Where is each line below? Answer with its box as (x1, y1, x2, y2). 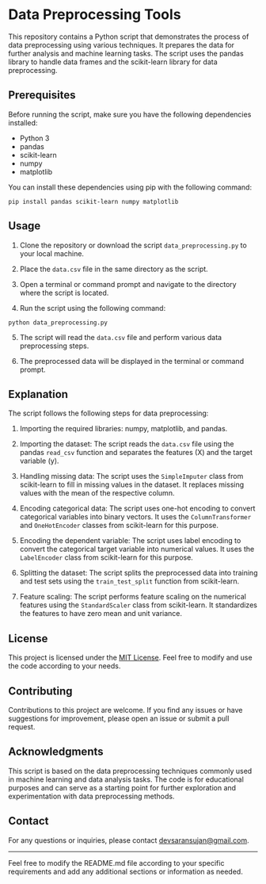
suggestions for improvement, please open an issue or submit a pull (8, 714, 230, 723)
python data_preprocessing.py (8, 319, 108, 327)
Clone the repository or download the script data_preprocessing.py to (19, 240, 247, 250)
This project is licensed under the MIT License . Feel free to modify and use (8, 652, 253, 663)
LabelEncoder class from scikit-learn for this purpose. (19, 553, 194, 562)
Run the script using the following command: (19, 303, 166, 312)
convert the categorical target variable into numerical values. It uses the (19, 545, 255, 554)
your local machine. (19, 248, 85, 258)
